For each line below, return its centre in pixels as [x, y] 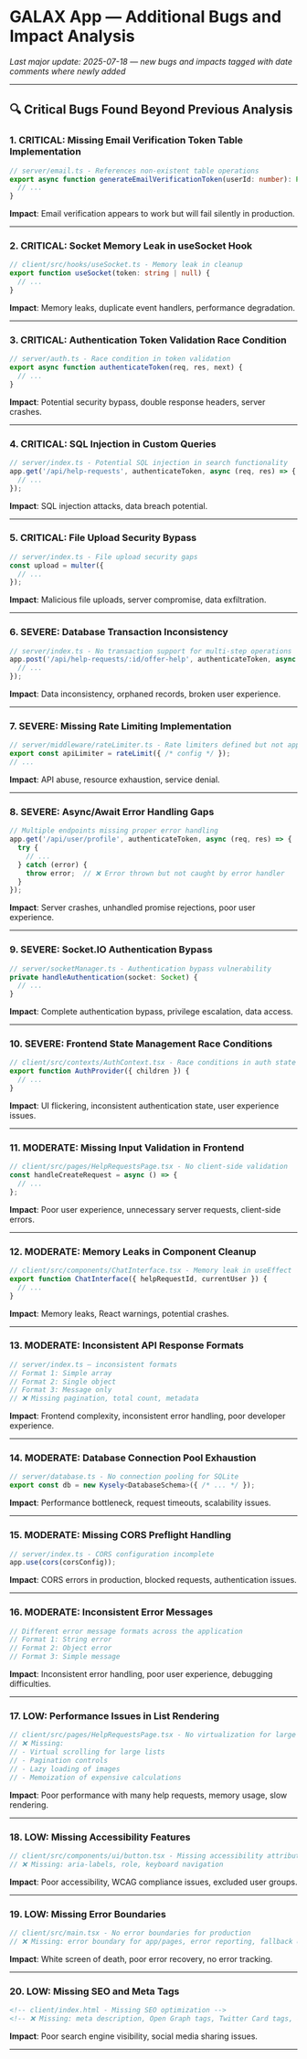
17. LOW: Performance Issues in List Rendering [115, 1716]
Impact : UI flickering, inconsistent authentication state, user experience [144, 1105]
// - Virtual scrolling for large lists [88, 1752]
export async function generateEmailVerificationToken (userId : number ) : [151, 179]
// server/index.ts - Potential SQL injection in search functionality [148, 463]
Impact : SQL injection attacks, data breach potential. [109, 505]
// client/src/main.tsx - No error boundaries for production [130, 1933]
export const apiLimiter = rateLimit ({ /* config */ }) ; [120, 754]
